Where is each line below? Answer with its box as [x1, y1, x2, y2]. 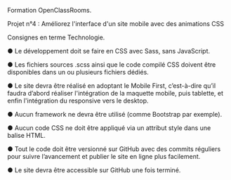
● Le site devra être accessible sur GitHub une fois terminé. [7, 166, 181, 174]
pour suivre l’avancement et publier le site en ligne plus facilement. [7, 153, 201, 160]
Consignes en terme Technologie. [7, 33, 105, 41]
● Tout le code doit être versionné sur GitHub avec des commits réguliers [7, 145, 221, 153]
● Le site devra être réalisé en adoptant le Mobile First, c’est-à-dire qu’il [7, 82, 216, 90]
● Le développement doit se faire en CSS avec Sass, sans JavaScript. [7, 47, 211, 55]
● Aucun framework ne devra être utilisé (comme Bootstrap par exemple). [7, 110, 223, 118]
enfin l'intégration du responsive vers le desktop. [7, 96, 149, 105]
